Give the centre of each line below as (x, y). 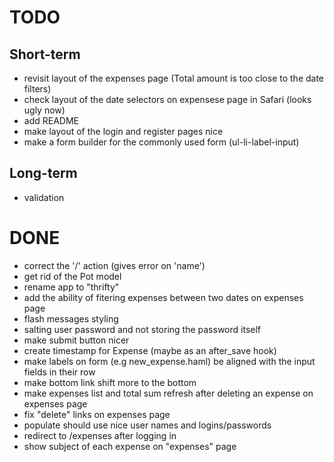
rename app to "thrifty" (71, 287)
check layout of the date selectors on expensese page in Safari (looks (167, 99)
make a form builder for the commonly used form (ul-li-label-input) (161, 142)
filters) (37, 89)
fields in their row (59, 372)
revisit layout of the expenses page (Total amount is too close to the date (174, 78)
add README (51, 120)
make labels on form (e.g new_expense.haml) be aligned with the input (169, 361)
